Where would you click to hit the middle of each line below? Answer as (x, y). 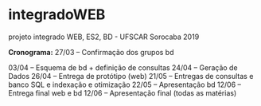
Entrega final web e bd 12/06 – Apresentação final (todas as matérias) (123, 92)
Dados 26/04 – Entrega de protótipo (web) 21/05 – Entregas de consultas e (131, 76)
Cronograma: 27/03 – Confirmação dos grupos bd (91, 52)
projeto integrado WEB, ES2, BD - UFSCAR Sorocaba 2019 (104, 37)
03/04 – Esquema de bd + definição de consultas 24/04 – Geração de (123, 67)
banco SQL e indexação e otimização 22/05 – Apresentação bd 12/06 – (125, 84)
